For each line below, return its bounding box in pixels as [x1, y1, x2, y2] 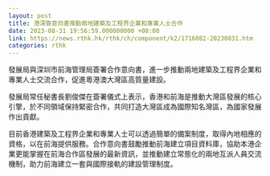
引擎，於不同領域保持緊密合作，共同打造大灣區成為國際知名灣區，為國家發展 [8, 102, 262, 112]
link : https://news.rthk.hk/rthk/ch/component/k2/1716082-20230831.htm [8, 34, 253, 43]
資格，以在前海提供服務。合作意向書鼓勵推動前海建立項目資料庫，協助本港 [8, 139, 255, 149]
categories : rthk [8, 42, 67, 50]
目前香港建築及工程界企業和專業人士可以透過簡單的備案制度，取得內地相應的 [8, 129, 262, 139]
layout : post [8, 11, 52, 20]
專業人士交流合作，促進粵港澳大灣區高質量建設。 [8, 75, 170, 84]
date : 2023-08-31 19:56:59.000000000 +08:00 [8, 27, 160, 35]
